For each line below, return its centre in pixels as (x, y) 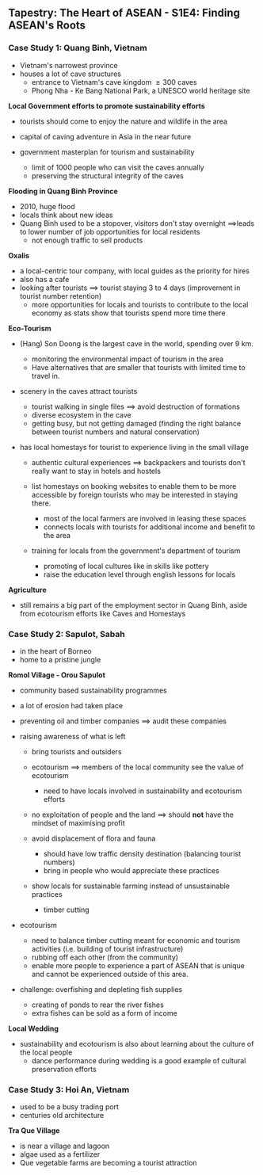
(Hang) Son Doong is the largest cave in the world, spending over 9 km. (136, 343)
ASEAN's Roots (47, 26)
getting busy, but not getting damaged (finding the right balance (136, 423)
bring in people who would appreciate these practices (131, 870)
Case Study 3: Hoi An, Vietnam (69, 1089)
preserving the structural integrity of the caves (107, 175)
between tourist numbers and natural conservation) (116, 432)
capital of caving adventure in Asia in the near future (105, 136)
